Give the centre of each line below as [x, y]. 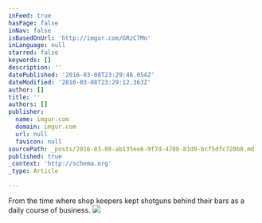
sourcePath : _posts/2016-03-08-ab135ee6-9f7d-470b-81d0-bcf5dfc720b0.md [131, 149]
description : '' [35, 68]
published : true [35, 156]
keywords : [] [30, 61]
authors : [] [28, 104]
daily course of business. [49, 210]
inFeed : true [30, 16]
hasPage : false [33, 23]
